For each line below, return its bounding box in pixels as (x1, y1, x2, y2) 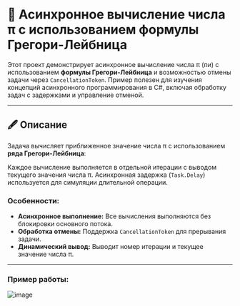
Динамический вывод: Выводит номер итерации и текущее (17, 243, 204, 251)
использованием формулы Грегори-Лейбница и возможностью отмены (7, 68, 231, 76)
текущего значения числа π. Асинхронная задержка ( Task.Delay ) (7, 170, 206, 179)
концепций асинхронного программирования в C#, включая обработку (7, 83, 227, 91)
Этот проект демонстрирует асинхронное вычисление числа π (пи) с (7, 60, 219, 68)
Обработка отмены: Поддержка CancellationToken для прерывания (17, 228, 226, 236)
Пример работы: (7, 274, 69, 284)
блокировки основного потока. (17, 220, 113, 228)
